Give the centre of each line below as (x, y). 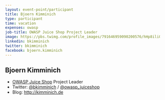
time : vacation (21, 23)
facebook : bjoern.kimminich (34, 50)
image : (12, 37)
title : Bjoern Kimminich (30, 14)
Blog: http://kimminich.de (38, 92)
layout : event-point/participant (39, 10)
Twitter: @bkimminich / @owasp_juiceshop (56, 87)
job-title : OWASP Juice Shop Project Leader (51, 32)
